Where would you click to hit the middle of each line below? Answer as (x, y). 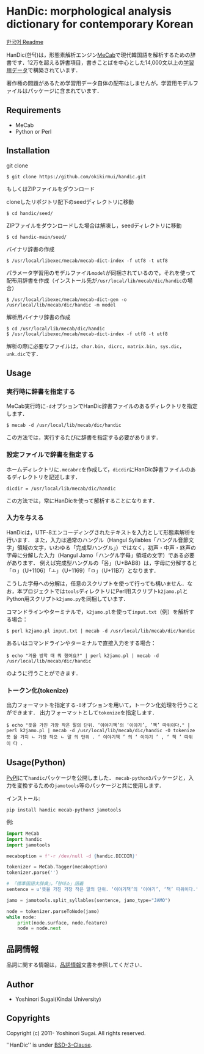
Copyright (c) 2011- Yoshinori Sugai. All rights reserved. (76, 1033)
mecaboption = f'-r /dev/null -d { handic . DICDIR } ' (72, 856)
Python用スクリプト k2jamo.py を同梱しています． (68, 598)
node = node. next (39, 929)
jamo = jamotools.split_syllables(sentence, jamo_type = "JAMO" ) (89, 900)
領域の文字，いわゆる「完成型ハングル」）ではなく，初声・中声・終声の (107, 547)
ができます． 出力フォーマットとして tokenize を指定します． (82, 713)
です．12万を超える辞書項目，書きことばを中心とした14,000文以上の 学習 (103, 62)
